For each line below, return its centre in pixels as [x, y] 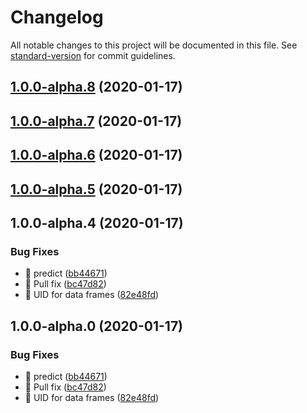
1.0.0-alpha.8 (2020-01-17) [96, 87]
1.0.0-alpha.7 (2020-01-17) [96, 121]
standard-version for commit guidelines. [93, 55]
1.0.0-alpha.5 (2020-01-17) [96, 189]
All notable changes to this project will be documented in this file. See [154, 45]
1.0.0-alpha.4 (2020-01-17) [97, 222]
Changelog [57, 17]
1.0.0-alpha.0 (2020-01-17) [97, 326]
